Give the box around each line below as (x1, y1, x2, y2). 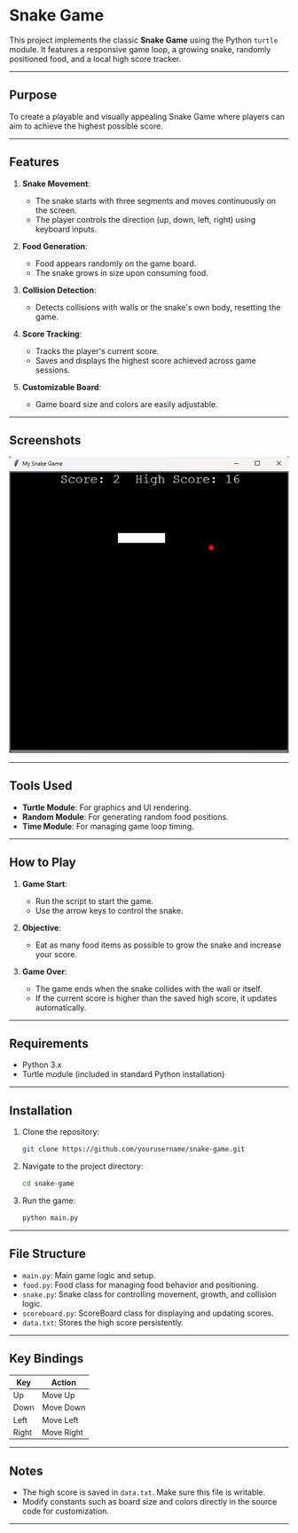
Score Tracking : (21, 328, 82, 339)
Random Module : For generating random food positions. (21, 811, 229, 822)
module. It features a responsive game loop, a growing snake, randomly (9, 43, 271, 54)
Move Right (41, 1427, 84, 1437)
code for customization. (21, 1505, 109, 1517)
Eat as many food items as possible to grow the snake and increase (35, 939, 282, 950)
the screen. (35, 205, 77, 216)
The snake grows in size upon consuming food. (35, 267, 208, 278)
